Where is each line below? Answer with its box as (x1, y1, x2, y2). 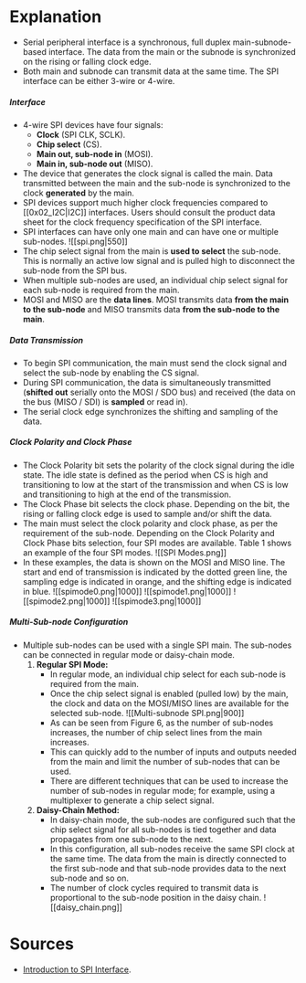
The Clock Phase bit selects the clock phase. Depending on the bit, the (22, 498, 290, 509)
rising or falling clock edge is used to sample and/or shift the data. (22, 508, 272, 519)
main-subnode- (232, 37, 292, 48)
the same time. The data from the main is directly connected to (49, 852, 287, 864)
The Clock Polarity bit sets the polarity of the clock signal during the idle (22, 460, 295, 470)
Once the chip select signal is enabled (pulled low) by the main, (49, 688, 290, 699)
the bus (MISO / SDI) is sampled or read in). (22, 396, 189, 407)
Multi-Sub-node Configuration (9, 617, 129, 628)
